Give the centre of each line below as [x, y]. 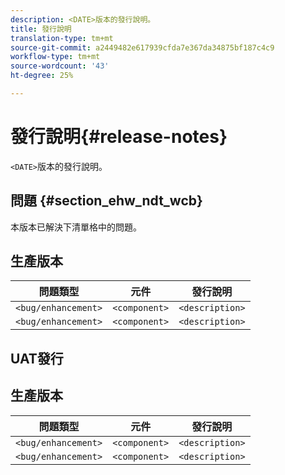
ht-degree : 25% [42, 76]
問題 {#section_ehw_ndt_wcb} [106, 201]
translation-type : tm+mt [62, 38]
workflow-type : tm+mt [55, 57]
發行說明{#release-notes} [119, 137]
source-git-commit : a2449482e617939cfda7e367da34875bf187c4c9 [142, 47]
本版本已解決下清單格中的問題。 [76, 227]
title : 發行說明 [41, 29]
